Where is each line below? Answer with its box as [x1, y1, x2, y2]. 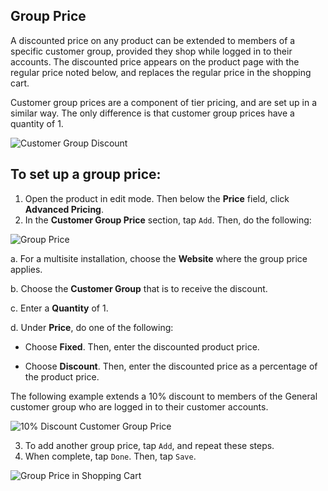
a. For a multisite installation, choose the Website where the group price [10, 252, 308, 264]
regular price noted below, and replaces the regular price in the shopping [10, 66, 312, 78]
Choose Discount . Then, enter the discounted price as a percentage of [24, 360, 318, 372]
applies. [10, 263, 43, 275]
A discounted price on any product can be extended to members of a [10, 34, 296, 46]
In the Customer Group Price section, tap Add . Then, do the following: [24, 214, 312, 226]
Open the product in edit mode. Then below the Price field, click [24, 192, 290, 204]
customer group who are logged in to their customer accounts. [10, 400, 269, 413]
